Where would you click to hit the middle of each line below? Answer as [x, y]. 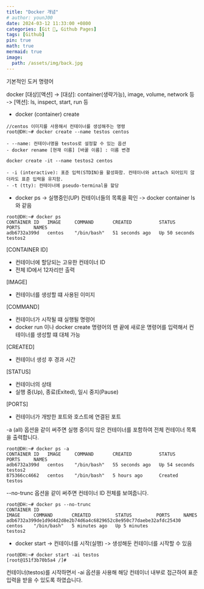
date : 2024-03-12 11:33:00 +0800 [49, 23]
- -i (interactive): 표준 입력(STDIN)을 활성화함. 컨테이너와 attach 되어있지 [97, 172]
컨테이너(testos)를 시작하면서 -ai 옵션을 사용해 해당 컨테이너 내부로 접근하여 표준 [102, 572]
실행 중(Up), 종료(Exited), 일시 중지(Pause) [67, 392]
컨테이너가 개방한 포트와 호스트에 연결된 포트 [68, 416]
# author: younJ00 [30, 18]
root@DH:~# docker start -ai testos [53, 555]
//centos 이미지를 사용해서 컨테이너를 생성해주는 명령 [66, 126]
